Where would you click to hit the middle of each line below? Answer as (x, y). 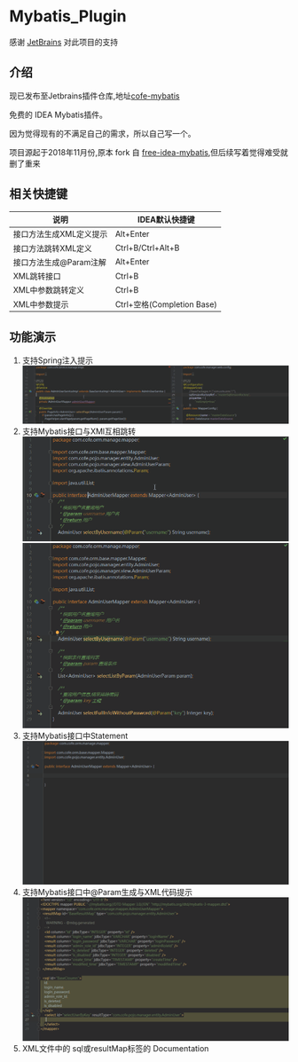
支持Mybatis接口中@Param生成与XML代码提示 (107, 893)
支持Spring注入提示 (58, 360)
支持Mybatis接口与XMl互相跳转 (78, 431)
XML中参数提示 (41, 304)
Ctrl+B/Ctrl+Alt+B (147, 248)
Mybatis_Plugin (68, 16)
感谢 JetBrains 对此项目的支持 (63, 42)
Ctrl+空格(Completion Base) (166, 304)
